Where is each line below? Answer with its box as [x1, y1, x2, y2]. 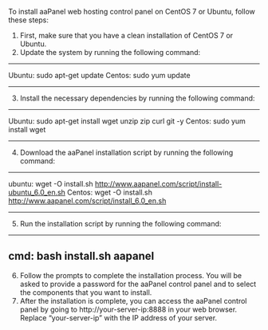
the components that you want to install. [19, 287, 152, 297]
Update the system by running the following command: [19, 48, 201, 57]
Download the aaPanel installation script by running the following [19, 147, 234, 157]
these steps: [8, 15, 49, 25]
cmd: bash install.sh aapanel [8, 249, 155, 263]
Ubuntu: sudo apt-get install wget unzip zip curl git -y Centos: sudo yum [8, 116, 246, 126]
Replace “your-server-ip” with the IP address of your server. [19, 312, 218, 322]
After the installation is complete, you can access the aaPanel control [19, 296, 247, 305]
